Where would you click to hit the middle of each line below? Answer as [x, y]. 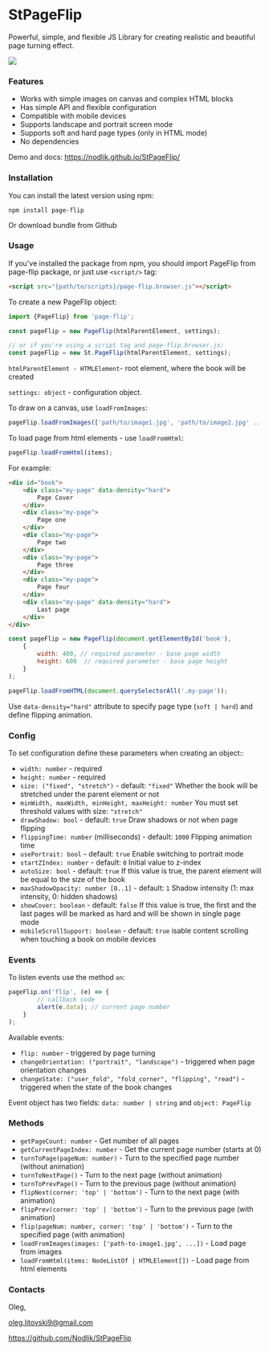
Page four [53, 588]
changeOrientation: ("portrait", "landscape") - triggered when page [137, 1061]
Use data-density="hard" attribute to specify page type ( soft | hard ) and [130, 706]
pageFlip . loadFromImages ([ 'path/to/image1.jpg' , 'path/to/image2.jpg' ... [136, 423]
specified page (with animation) [72, 1235]
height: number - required [63, 777]
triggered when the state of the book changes [96, 1087]
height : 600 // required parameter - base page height [132, 661]
